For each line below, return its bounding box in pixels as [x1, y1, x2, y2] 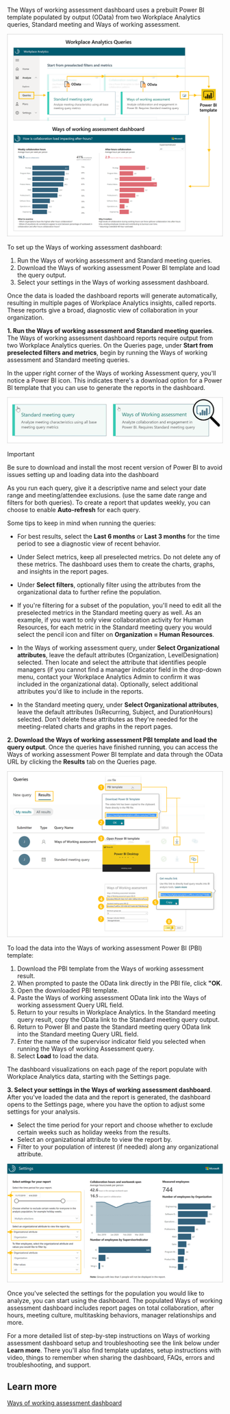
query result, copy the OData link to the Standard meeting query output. [16, 1015, 220, 1023]
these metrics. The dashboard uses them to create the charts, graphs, [16, 560, 215, 568]
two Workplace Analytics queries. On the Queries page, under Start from [7, 341, 214, 349]
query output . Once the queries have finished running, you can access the [7, 743, 218, 751]
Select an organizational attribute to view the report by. [16, 1135, 172, 1143]
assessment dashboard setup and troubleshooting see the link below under [7, 1339, 220, 1348]
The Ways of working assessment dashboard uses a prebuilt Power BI [7, 6, 205, 14]
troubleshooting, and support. [7, 1361, 91, 1369]
